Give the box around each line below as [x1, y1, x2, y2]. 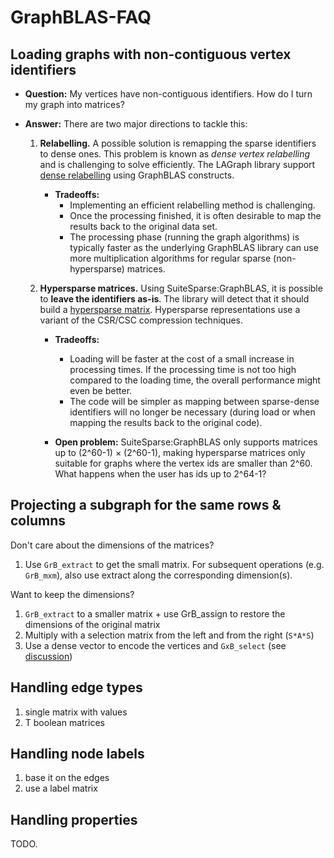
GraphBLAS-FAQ [10, 6, 152, 29]
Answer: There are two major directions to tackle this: [24, 118, 248, 130]
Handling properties [10, 811, 138, 828]
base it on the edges [24, 772, 110, 784]
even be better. [69, 385, 133, 396]
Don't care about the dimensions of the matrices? [10, 539, 215, 551]
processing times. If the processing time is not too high [69, 364, 297, 375]
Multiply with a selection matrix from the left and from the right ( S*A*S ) [24, 629, 315, 641]
